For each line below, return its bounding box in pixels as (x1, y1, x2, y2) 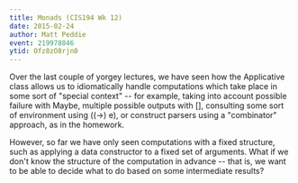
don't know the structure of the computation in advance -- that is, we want (9, 156, 286, 167)
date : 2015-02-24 (9, 22, 75, 31)
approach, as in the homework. (9, 119, 125, 131)
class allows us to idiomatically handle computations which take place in (9, 81, 277, 92)
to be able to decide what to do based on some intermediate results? (9, 166, 265, 177)
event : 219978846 (9, 38, 75, 48)
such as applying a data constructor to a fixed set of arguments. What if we (9, 146, 289, 158)
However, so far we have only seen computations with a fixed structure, (9, 137, 275, 148)
